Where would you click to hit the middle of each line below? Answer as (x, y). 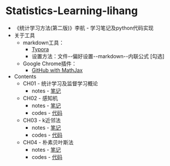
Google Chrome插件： (50, 64)
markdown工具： (44, 42)
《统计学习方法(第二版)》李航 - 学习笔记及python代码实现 (84, 28)
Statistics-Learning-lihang (72, 11)
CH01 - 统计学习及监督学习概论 (60, 83)
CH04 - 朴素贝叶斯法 (48, 142)
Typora (40, 49)
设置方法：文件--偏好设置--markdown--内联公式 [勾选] (98, 56)
